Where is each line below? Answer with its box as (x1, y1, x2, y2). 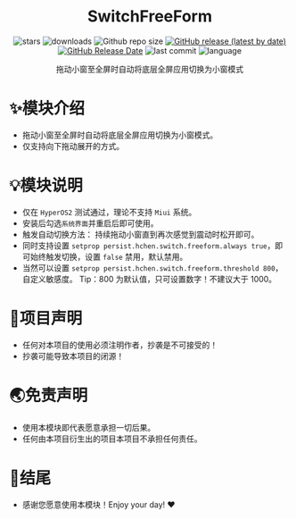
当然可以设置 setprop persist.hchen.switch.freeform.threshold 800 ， (21, 262, 284, 273)
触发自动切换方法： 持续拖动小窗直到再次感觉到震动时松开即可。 (21, 229, 259, 239)
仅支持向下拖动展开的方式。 (21, 140, 125, 151)
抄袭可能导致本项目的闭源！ (21, 350, 125, 361)
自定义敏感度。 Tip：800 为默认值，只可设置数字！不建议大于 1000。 (21, 273, 277, 284)
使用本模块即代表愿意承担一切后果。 (21, 422, 156, 432)
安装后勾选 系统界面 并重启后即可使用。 (21, 217, 159, 229)
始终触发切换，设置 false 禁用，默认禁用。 (29, 251, 188, 262)
